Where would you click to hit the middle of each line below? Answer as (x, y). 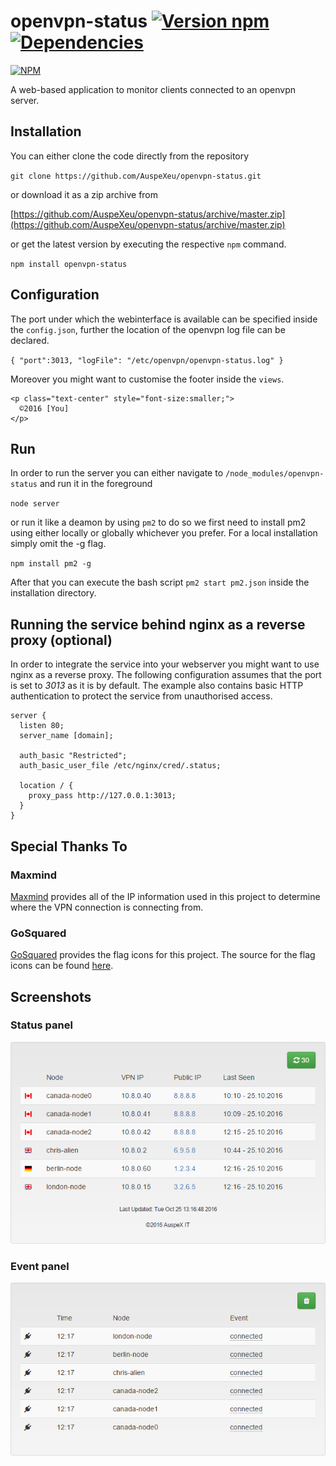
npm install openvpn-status (69, 264)
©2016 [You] (44, 408)
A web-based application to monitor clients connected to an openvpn (153, 89)
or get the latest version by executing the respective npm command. (148, 244)
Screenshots (51, 996)
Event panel (40, 1266)
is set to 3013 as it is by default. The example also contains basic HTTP (157, 686)
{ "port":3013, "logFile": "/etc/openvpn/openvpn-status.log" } (147, 360)
